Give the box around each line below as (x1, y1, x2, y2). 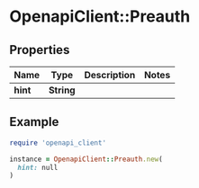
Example (9, 114, 59, 130)
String (48, 84, 76, 96)
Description (84, 69, 136, 81)
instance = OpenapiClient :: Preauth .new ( (9, 155, 164, 164)
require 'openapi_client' (9, 138, 106, 148)
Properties (9, 42, 70, 58)
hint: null (17, 163, 59, 172)
